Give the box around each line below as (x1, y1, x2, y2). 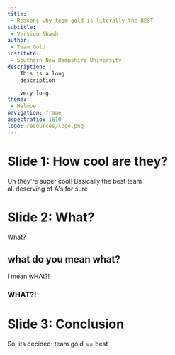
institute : (7, 51, 40, 58)
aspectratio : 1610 (7, 116, 62, 123)
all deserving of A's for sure (7, 184, 89, 193)
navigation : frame (7, 110, 62, 117)
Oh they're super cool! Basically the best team (7, 176, 142, 185)
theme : (7, 96, 27, 103)
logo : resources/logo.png (7, 122, 84, 129)
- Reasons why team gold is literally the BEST (10, 17, 154, 24)
